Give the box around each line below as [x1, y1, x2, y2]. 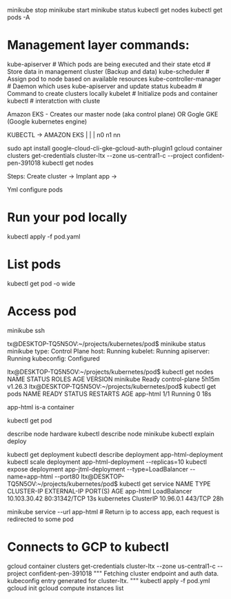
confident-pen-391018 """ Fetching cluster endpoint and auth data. [28, 569, 219, 578]
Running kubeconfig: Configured [7, 354, 100, 363]
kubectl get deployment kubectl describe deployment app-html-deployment [7, 450, 223, 458]
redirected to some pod [7, 515, 74, 523]
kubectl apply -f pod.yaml [7, 232, 81, 241]
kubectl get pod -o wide [7, 279, 76, 287]
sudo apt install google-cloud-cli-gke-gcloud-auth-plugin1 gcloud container [7, 144, 223, 152]
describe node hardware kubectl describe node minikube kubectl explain [7, 429, 215, 438]
